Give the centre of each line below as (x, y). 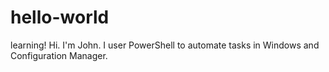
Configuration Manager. (59, 55)
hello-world (60, 17)
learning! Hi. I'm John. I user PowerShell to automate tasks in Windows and (165, 45)
